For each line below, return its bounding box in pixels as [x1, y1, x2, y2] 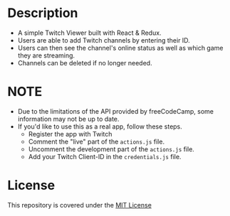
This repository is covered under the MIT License [7, 200, 152, 209]
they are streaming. [17, 51, 75, 60]
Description [7, 5, 78, 21]
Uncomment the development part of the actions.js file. [28, 144, 194, 153]
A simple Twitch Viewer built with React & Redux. [17, 28, 162, 37]
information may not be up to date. [17, 114, 120, 123]
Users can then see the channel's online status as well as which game [17, 43, 224, 52]
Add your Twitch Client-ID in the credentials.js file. [28, 152, 182, 161]
